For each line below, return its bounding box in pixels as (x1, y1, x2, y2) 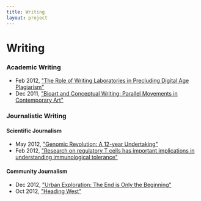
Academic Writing (6, 63, 61, 71)
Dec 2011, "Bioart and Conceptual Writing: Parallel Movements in (15, 89, 178, 97)
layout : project (6, 15, 48, 21)
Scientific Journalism (6, 127, 62, 134)
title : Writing (6, 9, 45, 15)
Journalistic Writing (6, 112, 67, 120)
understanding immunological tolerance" (15, 154, 118, 161)
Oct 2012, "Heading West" (15, 188, 82, 195)
